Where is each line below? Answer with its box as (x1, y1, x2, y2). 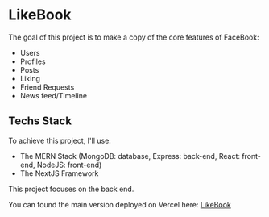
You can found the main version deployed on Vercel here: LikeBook (8, 199, 231, 209)
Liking (19, 73, 41, 83)
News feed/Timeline (19, 90, 87, 100)
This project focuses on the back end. (8, 184, 134, 194)
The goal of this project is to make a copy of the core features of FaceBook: (8, 32, 259, 42)
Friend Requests (19, 82, 75, 92)
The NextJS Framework (19, 168, 99, 178)
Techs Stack (8, 115, 72, 128)
